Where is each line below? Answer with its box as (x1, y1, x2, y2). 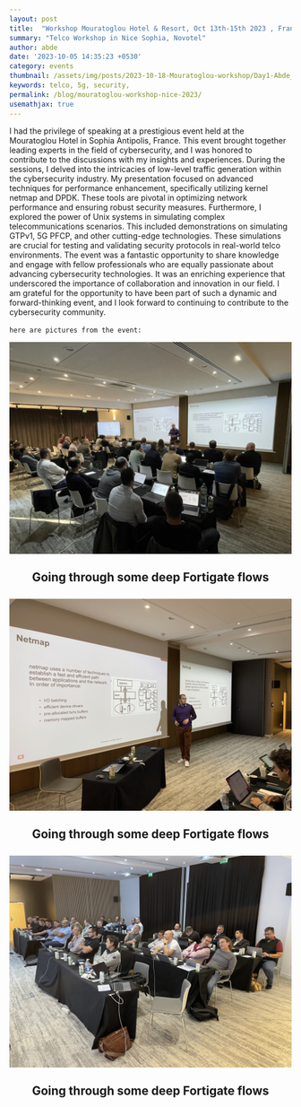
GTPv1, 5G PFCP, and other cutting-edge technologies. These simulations (9, 230, 282, 241)
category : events (9, 62, 74, 71)
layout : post (9, 14, 58, 23)
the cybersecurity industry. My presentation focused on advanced (9, 173, 254, 184)
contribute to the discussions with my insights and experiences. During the (9, 153, 286, 165)
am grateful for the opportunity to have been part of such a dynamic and (9, 287, 278, 298)
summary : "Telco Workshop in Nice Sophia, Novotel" (9, 33, 206, 42)
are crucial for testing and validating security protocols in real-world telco (9, 240, 280, 250)
